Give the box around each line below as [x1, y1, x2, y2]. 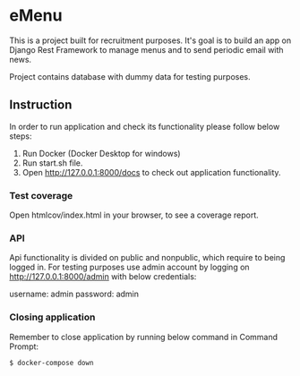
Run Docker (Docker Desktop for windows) [21, 148, 181, 158]
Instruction [9, 98, 73, 113]
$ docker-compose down [9, 358, 94, 367]
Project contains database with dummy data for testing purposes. [9, 71, 251, 81]
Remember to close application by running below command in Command [9, 331, 279, 342]
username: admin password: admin [9, 288, 140, 300]
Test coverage [9, 189, 73, 201]
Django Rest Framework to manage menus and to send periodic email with [9, 44, 284, 55]
